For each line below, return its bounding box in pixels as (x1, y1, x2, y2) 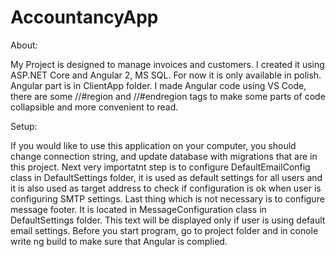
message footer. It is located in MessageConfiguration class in (10, 203, 267, 215)
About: (10, 39, 38, 51)
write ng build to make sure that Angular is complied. (10, 235, 228, 247)
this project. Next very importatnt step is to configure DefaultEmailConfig (10, 161, 311, 173)
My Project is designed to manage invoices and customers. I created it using (10, 58, 325, 70)
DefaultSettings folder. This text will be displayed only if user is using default (10, 214, 326, 226)
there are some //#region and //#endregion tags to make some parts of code (10, 90, 326, 102)
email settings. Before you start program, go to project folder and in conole (10, 224, 319, 236)
